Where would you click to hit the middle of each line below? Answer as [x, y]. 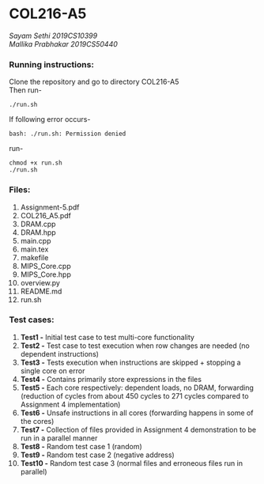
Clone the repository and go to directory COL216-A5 [94, 82]
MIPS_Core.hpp [46, 274]
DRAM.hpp [38, 232]
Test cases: [32, 320]
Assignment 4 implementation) [70, 404]
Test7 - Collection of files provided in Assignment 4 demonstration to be [138, 429]
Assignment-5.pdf [50, 207]
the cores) [37, 421]
